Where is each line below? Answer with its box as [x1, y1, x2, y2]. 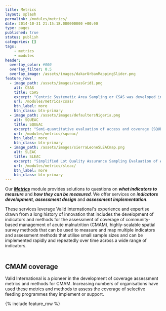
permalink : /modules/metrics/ [5, 16, 68, 21]
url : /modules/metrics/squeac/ [14, 131, 79, 136]
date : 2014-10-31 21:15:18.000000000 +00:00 [5, 21, 98, 26]
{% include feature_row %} [5, 301, 60, 307]
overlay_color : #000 [9, 62, 52, 67]
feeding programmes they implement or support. [5, 291, 105, 297]
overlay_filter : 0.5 [9, 67, 52, 72]
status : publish [5, 35, 39, 40]
